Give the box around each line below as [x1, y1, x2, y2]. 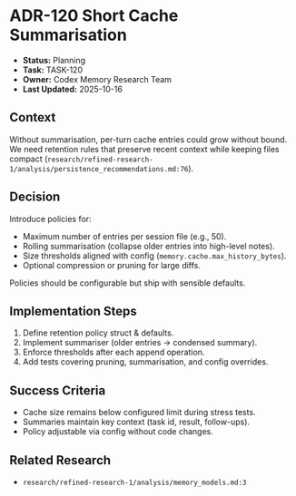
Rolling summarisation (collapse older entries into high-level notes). [22, 240, 275, 251]
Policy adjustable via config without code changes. [22, 426, 213, 437]
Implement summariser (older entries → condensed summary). [22, 337, 258, 348]
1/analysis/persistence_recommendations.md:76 [9, 164, 189, 173]
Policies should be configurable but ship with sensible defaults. [9, 277, 246, 288]
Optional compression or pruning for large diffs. [22, 259, 202, 270]
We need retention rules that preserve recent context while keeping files [9, 143, 280, 154]
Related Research [9, 452, 112, 468]
